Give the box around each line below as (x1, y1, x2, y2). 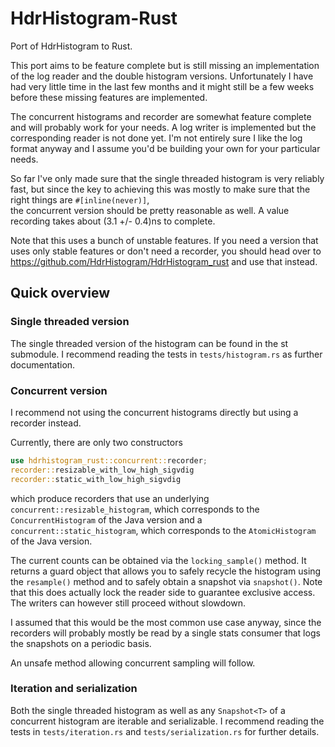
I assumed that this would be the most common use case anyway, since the (10, 616, 322, 628)
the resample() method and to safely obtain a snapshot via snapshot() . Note (10, 575, 323, 587)
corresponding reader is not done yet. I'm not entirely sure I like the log (10, 132, 303, 144)
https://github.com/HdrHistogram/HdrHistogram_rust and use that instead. (10, 255, 318, 267)
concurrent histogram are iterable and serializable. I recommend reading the (10, 715, 325, 727)
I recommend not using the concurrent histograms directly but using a (10, 406, 299, 418)
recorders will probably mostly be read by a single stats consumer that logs (10, 627, 321, 639)
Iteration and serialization (10, 682, 138, 696)
